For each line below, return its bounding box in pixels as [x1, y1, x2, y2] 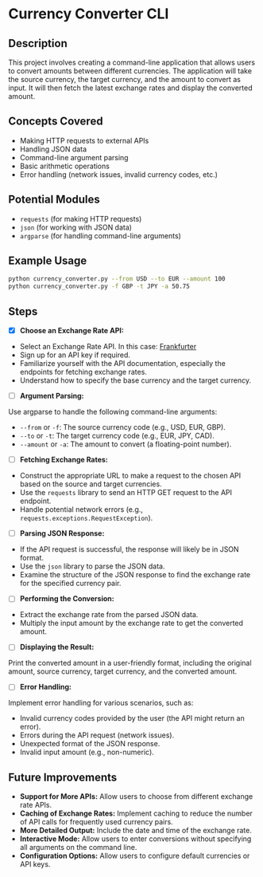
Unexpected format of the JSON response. [19, 739, 161, 749]
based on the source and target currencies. [19, 479, 162, 489]
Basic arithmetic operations [19, 161, 110, 171]
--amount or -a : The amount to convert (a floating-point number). [19, 439, 232, 449]
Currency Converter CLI [8, 5, 169, 23]
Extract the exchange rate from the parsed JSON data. [19, 610, 199, 619]
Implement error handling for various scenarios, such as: [8, 698, 194, 708]
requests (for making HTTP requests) [19, 214, 142, 223]
